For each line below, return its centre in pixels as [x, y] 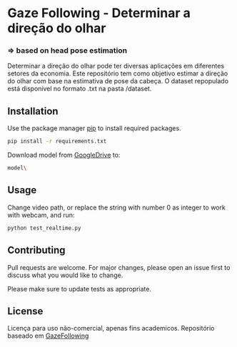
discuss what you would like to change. [65, 275]
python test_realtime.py [44, 228]
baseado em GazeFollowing [48, 336]
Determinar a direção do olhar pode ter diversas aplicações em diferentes [116, 66]
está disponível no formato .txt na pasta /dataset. [80, 89]
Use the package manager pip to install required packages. [94, 128]
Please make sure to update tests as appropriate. [80, 289]
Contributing [36, 250]
